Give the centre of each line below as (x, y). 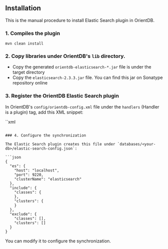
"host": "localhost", (37, 170)
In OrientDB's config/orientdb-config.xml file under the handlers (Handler (82, 106)
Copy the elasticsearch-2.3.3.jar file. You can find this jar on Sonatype (88, 77)
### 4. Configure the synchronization (46, 135)
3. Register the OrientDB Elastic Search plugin (62, 96)
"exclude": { (23, 214)
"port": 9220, (29, 174)
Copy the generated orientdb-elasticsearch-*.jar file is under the (82, 67)
